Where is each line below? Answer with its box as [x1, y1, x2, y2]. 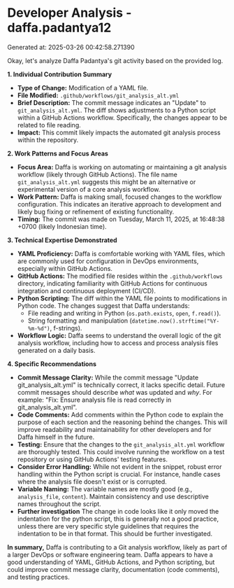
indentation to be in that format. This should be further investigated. [17, 529, 213, 538]
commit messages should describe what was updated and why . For [17, 388, 212, 396]
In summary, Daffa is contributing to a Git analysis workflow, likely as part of [7, 542, 228, 551]
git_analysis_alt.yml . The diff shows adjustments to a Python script [17, 106, 217, 114]
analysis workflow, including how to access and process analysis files [17, 338, 219, 347]
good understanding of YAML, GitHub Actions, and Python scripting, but [7, 558, 215, 566]
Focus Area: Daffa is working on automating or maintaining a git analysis [17, 162, 227, 171]
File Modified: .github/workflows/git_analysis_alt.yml [17, 91, 180, 99]
